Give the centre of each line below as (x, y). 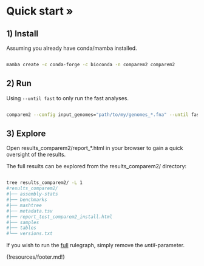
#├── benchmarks (27, 200)
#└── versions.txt (29, 234)
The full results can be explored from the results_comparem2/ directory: (97, 166)
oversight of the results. (36, 155)
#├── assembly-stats (32, 194)
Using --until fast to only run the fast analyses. (68, 98)
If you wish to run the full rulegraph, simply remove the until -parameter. (96, 245)
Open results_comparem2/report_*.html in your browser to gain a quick (95, 148)
